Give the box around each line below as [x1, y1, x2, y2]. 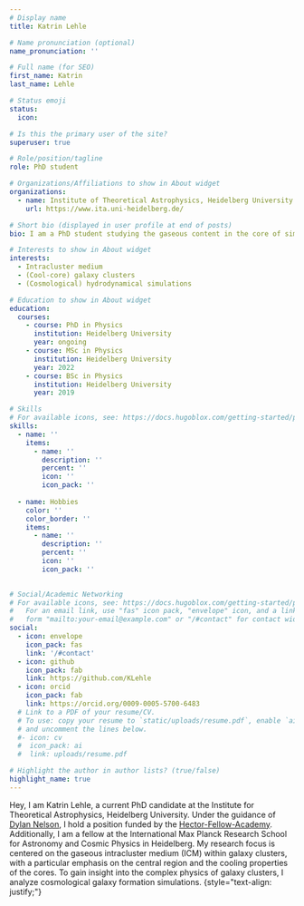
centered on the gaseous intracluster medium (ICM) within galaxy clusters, [9, 847, 288, 858]
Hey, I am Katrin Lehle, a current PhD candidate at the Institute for [9, 799, 255, 810]
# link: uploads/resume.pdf [17, 750, 128, 759]
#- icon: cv [17, 733, 63, 742]
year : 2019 [33, 388, 75, 397]
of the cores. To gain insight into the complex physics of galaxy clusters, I [9, 867, 284, 878]
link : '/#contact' [25, 648, 95, 658]
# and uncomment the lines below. [17, 725, 147, 734]
